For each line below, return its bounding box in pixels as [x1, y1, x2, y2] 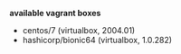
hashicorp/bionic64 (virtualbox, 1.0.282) [22, 35, 173, 45]
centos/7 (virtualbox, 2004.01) [22, 25, 136, 35]
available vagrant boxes [9, 8, 101, 18]
